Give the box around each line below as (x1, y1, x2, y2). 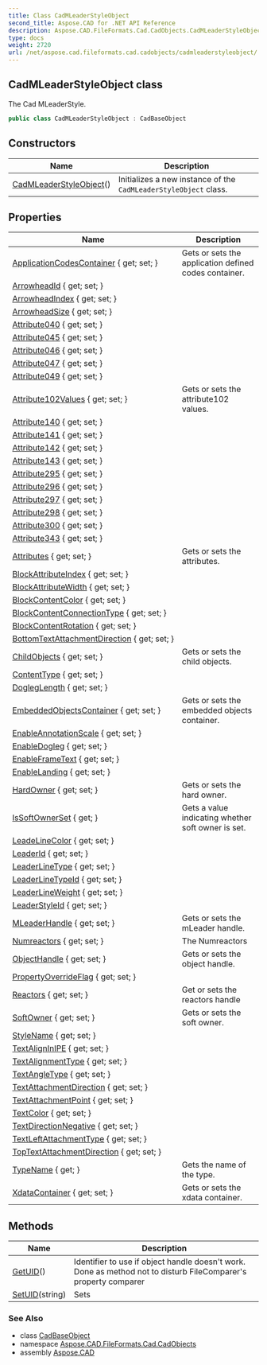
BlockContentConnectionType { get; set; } (12, 608, 167, 619)
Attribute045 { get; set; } (12, 332, 103, 343)
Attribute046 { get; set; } (12, 345, 103, 356)
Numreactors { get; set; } (12, 935, 104, 947)
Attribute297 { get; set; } (12, 494, 103, 505)
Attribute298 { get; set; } (12, 507, 103, 518)
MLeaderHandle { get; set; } (12, 918, 115, 929)
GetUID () (12, 1266, 46, 1277)
